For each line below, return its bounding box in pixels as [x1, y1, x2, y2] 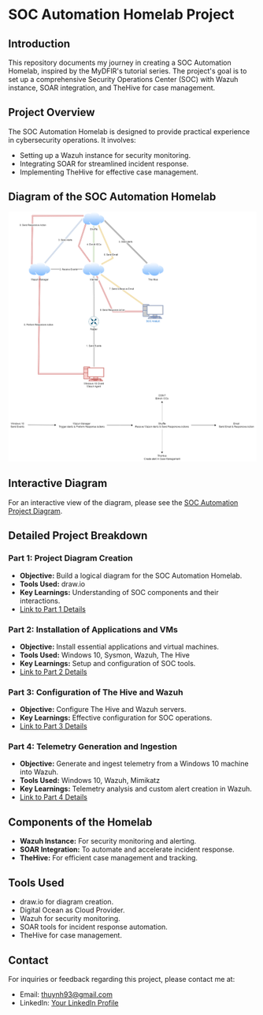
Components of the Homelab [8, 815, 153, 829]
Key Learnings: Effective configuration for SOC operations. [19, 713, 213, 723]
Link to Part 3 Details [19, 721, 88, 731]
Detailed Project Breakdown [8, 529, 148, 542]
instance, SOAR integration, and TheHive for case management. [8, 83, 216, 92]
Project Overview [8, 106, 95, 119]
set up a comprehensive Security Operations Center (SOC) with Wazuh [8, 75, 239, 84]
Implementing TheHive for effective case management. [19, 167, 198, 177]
